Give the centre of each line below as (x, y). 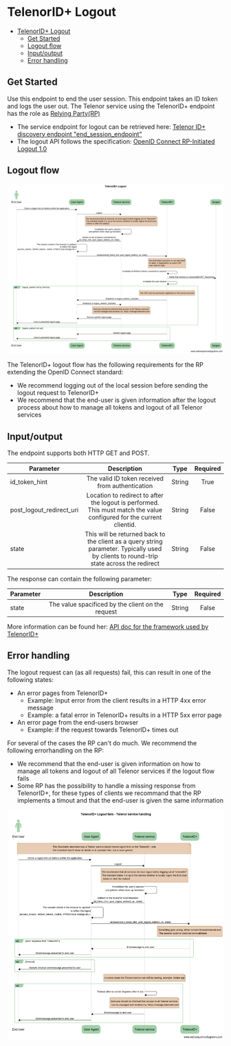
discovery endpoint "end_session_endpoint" (79, 134)
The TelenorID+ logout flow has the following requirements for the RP (106, 365)
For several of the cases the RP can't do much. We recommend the (102, 743)
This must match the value (125, 510)
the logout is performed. (125, 503)
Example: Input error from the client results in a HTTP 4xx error (117, 700)
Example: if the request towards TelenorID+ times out (103, 730)
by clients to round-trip (125, 556)
